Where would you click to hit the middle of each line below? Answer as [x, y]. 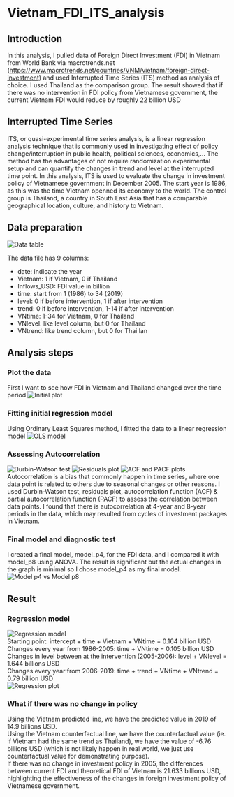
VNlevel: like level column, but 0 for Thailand [81, 323]
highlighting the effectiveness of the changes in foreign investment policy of [117, 778]
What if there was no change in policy [73, 703]
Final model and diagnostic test [61, 539]
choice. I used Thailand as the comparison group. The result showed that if [115, 85]
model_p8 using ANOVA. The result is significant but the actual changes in [114, 562]
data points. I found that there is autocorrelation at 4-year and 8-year [107, 506]
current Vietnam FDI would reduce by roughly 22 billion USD [94, 100]
